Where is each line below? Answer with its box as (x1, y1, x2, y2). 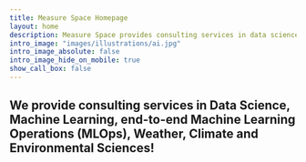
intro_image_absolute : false (9, 47, 120, 56)
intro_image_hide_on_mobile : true (9, 56, 141, 65)
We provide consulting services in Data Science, (9, 97, 291, 114)
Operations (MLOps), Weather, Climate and (9, 127, 259, 142)
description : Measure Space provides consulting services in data (9, 30, 267, 39)
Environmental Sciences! (9, 140, 155, 156)
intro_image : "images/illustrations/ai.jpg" (9, 38, 181, 48)
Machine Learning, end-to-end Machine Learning (9, 112, 296, 127)
